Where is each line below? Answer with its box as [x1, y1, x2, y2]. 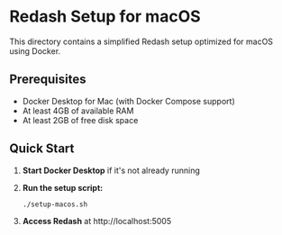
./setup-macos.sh [22, 200, 88, 209]
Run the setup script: [22, 182, 104, 193]
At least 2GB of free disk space [22, 114, 139, 125]
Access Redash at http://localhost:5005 [22, 216, 172, 227]
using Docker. [9, 45, 61, 56]
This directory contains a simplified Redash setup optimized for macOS [9, 36, 273, 47]
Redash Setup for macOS [9, 6, 201, 27]
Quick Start [9, 141, 75, 157]
